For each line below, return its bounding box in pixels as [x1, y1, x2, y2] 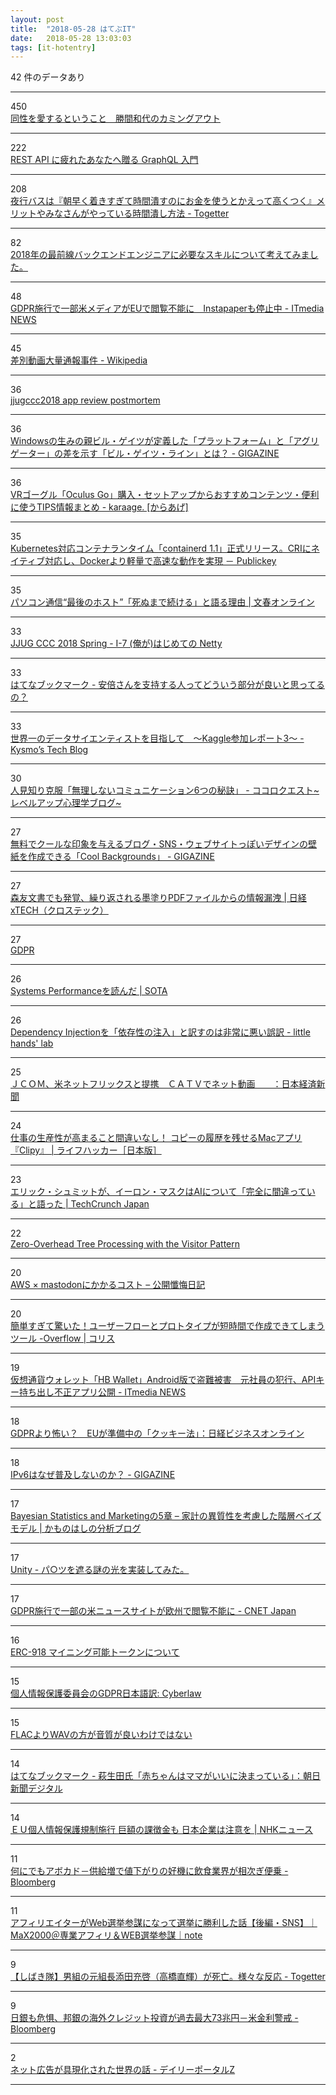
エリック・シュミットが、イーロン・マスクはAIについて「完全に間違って [10, 1186, 307, 1198]
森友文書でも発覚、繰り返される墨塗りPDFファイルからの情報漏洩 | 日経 [10, 892, 307, 904]
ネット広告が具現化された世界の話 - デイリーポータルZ [10, 2064, 236, 2076]
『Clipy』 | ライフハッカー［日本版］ [10, 1144, 162, 1156]
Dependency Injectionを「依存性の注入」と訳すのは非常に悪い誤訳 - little [10, 1026, 311, 1038]
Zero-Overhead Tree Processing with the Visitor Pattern [10, 1238, 241, 1250]
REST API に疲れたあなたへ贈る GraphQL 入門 [10, 154, 199, 166]
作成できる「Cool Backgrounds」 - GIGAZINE [27, 851, 215, 863]
